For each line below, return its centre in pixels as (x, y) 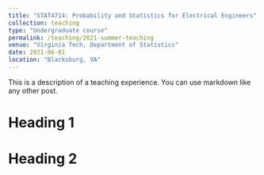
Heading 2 (43, 159)
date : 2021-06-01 (37, 52)
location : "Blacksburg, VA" (55, 60)
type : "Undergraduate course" (58, 30)
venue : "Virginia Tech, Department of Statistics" (94, 45)
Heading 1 (42, 123)
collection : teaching (44, 23)
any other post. (33, 90)
